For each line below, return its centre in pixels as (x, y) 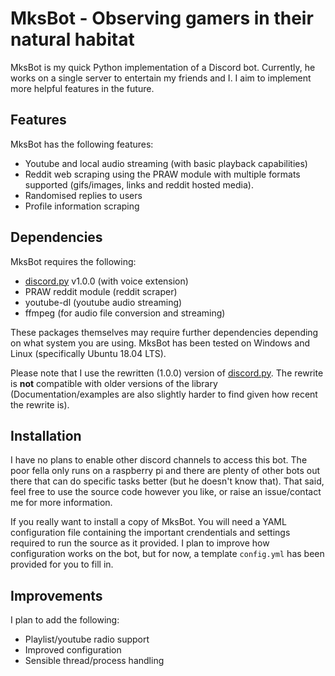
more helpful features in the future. (82, 88)
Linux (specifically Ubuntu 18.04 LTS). (88, 353)
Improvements (56, 595)
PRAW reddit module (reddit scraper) (101, 291)
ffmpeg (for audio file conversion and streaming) (125, 313)
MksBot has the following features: (82, 144)
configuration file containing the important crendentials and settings (150, 533)
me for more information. (61, 503)
